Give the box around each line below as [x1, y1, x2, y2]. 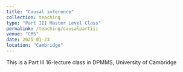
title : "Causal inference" [6, 8, 74, 15]
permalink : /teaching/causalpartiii [6, 25, 98, 32]
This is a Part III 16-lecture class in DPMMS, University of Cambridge [6, 58, 177, 66]
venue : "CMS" [6, 31, 39, 37]
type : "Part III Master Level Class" [6, 20, 101, 26]
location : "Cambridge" [6, 43, 63, 49]
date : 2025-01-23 [6, 37, 50, 43]
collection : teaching [6, 14, 61, 20]
